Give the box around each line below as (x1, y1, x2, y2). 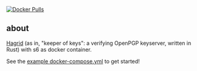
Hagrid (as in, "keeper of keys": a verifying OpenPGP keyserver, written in (6, 39, 192, 47)
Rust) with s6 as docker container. (6, 46, 92, 53)
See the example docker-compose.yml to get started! (6, 58, 140, 65)
